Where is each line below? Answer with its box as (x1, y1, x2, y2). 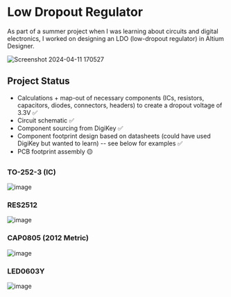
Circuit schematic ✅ (17, 116, 75, 125)
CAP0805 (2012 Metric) (7, 233, 89, 243)
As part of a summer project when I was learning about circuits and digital (7, 27, 219, 35)
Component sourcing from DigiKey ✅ (17, 124, 123, 132)
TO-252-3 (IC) (7, 167, 57, 177)
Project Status (7, 75, 71, 87)
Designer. (7, 42, 35, 50)
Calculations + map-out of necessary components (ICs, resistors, (17, 93, 205, 102)
